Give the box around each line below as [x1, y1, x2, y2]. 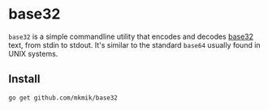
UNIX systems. [8, 49, 58, 58]
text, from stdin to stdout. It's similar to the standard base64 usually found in [8, 40, 262, 49]
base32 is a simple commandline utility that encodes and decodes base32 [8, 32, 254, 41]
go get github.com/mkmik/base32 [8, 94, 118, 102]
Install [8, 72, 41, 86]
